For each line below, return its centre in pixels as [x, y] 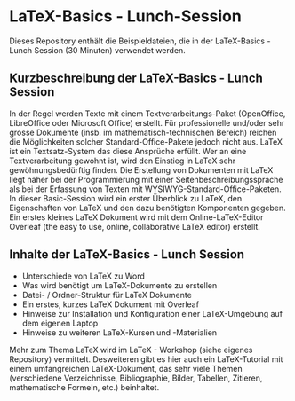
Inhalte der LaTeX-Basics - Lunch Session [127, 255]
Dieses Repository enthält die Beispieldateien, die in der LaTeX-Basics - [140, 41]
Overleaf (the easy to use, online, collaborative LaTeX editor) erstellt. [135, 226]
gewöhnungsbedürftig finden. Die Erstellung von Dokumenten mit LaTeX [141, 169]
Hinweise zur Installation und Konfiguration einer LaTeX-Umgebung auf [152, 313]
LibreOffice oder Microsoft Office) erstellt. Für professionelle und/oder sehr [147, 122]
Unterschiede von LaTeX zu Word [83, 276]
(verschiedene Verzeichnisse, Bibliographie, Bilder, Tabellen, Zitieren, [136, 378]
